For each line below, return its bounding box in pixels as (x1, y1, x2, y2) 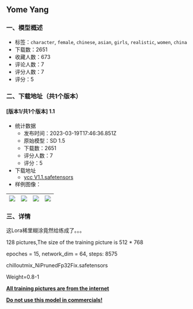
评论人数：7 (14, 61, 45, 68)
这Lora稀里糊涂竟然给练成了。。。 (6, 227, 85, 234)
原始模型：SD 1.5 (23, 137, 65, 144)
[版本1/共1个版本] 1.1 (6, 108, 55, 115)
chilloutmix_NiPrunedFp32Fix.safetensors (6, 262, 108, 269)
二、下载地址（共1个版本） (6, 92, 82, 100)
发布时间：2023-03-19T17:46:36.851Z (23, 129, 117, 136)
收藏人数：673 (14, 53, 50, 60)
